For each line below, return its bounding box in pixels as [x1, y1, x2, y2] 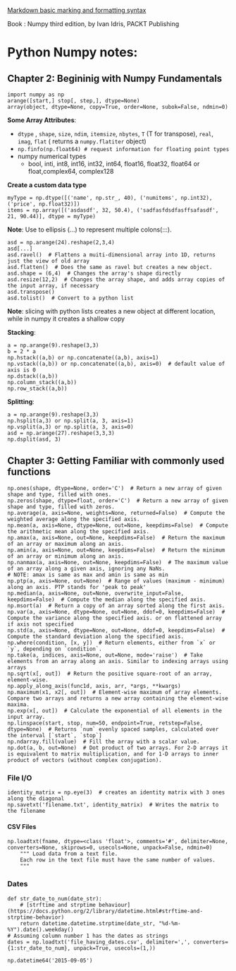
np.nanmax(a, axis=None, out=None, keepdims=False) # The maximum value [7, 559, 229, 566]
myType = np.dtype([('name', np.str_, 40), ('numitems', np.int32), [7, 194, 213, 201]
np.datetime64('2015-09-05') [7, 957, 93, 964]
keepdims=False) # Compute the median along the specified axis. [7, 596, 206, 603]
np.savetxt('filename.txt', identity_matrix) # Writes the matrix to [7, 802, 219, 809]
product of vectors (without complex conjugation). [7, 756, 162, 763]
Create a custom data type [7, 181, 87, 189]
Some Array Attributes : [7, 116, 77, 124]
